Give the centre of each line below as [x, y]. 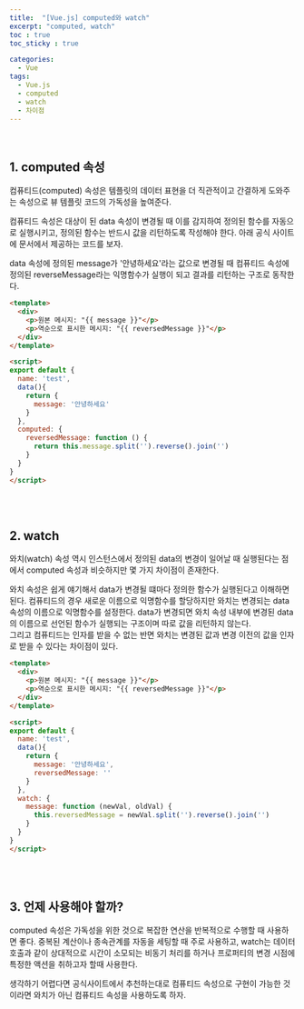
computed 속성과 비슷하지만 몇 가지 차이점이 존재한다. [123, 570]
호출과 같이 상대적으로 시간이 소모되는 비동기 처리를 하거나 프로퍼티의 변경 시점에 [152, 953]
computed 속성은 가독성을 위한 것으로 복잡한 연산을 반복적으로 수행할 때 [137, 930]
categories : [32, 60]
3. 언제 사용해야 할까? [67, 907]
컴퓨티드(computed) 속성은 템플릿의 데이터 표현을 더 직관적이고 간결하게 [138, 191]
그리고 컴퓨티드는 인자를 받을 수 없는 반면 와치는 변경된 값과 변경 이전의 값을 [144, 635]
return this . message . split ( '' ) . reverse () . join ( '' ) [131, 446]
